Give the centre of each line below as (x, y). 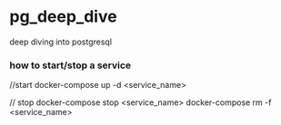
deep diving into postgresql (60, 42)
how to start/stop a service (70, 65)
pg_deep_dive (63, 17)
